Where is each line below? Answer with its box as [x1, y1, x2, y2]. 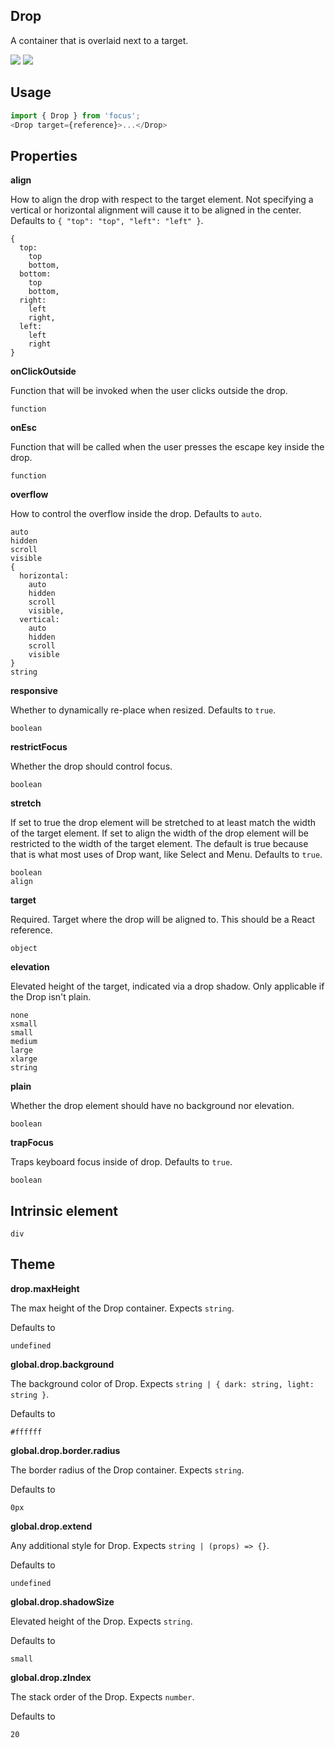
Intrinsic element [10, 1202, 118, 1219]
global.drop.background [10, 1358, 115, 1370]
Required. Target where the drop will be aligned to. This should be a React [10, 914, 316, 926]
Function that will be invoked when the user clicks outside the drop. [10, 385, 288, 397]
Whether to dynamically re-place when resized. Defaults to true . [10, 704, 277, 716]
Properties [10, 147, 78, 164]
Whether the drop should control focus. [10, 760, 173, 773]
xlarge [10, 1054, 38, 1064]
